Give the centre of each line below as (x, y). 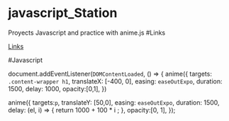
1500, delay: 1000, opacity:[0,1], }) (57, 88)
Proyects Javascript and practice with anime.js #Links (87, 33)
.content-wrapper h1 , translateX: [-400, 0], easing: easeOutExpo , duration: (115, 81)
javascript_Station (63, 13)
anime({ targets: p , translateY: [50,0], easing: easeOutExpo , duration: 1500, (114, 102)
